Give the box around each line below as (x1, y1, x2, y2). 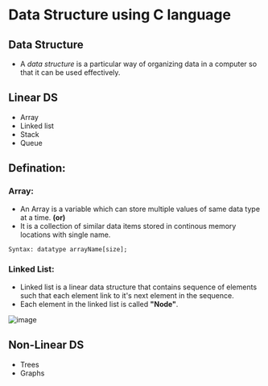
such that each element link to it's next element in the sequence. (19, 290, 235, 300)
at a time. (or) (19, 212, 66, 222)
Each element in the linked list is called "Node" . (19, 299, 179, 309)
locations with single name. (19, 230, 111, 239)
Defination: (8, 161, 66, 175)
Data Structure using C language (8, 6, 232, 24)
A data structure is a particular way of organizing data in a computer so (19, 59, 258, 68)
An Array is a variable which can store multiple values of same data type (19, 204, 260, 214)
